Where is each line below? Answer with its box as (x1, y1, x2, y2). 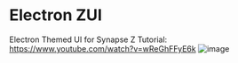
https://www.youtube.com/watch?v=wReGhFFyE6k (9, 43, 197, 53)
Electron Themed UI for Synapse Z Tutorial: (9, 34, 168, 45)
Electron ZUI (9, 5, 102, 25)
